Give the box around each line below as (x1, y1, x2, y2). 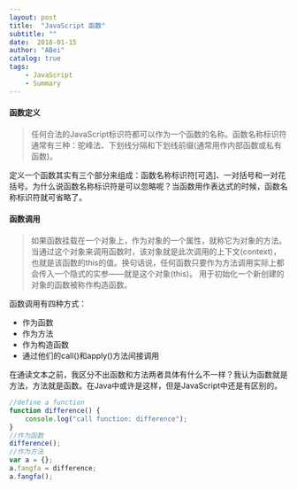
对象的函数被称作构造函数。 (30, 280, 133, 291)
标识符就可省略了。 (16, 191, 87, 202)
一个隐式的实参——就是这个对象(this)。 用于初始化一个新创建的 (54, 268, 285, 279)
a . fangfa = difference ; (9, 464, 97, 473)
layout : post (9, 12, 57, 22)
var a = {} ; (9, 455, 53, 465)
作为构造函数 (21, 339, 69, 350)
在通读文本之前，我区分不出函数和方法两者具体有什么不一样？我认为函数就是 (9, 369, 288, 380)
